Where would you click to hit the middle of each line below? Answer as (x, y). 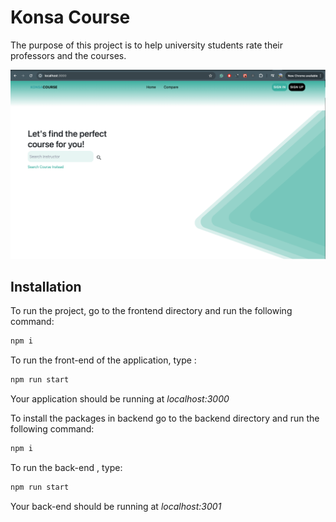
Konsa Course (70, 17)
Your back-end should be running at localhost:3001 (116, 506)
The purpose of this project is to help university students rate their (146, 45)
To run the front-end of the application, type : (103, 360)
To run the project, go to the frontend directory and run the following (151, 311)
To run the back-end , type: (66, 468)
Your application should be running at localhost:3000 (120, 399)
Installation (46, 287)
